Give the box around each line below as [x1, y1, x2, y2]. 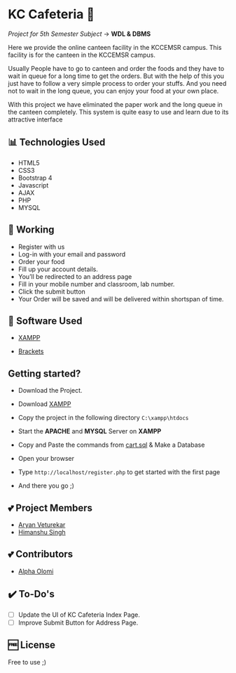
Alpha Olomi [18, 567, 54, 575]
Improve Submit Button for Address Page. [18, 618, 139, 627]
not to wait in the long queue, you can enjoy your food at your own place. [8, 86, 219, 95]
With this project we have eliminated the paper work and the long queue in [8, 100, 223, 108]
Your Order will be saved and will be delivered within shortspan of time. [18, 294, 224, 303]
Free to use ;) [8, 658, 47, 666]
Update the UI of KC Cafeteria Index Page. [18, 610, 141, 619]
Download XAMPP [18, 400, 71, 408]
